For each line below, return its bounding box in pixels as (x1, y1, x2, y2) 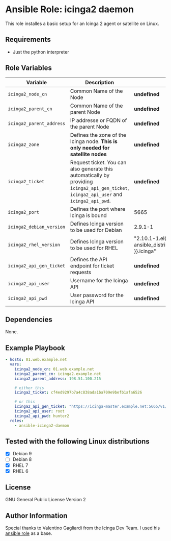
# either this (14, 385, 44, 390)
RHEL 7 (12, 462, 28, 468)
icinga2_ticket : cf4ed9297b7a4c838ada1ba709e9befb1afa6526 (14, 390, 142, 395)
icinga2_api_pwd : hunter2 (14, 413, 70, 419)
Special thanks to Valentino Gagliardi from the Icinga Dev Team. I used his (5, 525, 160, 531)
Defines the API (70, 256, 108, 263)
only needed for (70, 144, 110, 151)
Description (85, 79, 115, 86)
